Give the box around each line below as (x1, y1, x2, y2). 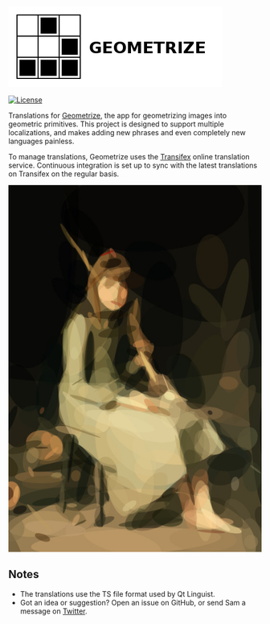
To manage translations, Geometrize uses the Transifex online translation (8, 152, 251, 161)
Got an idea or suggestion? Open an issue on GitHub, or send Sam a (19, 597, 247, 607)
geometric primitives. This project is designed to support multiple (8, 119, 225, 129)
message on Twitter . (19, 606, 88, 616)
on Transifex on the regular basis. (8, 169, 120, 179)
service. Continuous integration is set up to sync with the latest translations (8, 160, 258, 170)
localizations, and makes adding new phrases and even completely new (8, 128, 247, 137)
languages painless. (8, 136, 75, 146)
